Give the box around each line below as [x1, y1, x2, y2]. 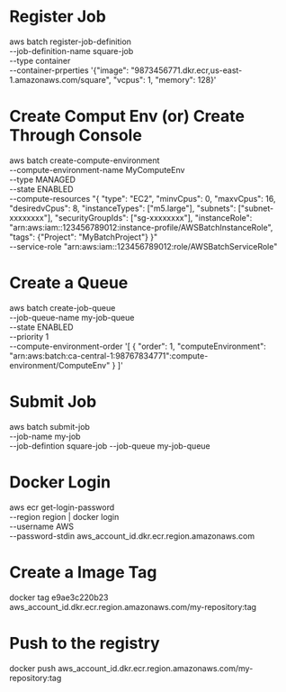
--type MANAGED [9, 174, 76, 185]
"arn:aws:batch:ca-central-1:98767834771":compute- [9, 350, 209, 361]
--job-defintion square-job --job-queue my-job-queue [9, 440, 210, 451]
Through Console [9, 125, 142, 146]
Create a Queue [9, 273, 129, 294]
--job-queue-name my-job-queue [9, 312, 135, 323]
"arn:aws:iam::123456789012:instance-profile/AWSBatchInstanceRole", [9, 222, 273, 232]
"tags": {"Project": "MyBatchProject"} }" [9, 232, 158, 242]
